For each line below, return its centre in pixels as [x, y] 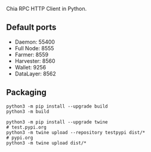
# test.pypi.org [26, 127]
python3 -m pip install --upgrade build [57, 106]
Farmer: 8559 [32, 54]
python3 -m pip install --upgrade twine [57, 122]
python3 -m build [28, 111]
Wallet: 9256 [30, 67]
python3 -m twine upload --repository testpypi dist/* [76, 132]
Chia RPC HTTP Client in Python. [47, 9]
